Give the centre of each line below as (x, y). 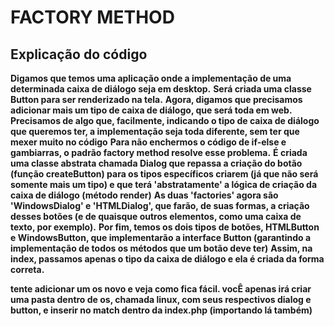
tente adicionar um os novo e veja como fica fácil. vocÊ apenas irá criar (161, 289)
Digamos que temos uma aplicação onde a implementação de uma (151, 78)
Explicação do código (79, 54)
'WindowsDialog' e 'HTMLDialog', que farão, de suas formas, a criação (160, 205)
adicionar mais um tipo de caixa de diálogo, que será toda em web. (151, 110)
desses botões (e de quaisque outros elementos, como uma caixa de (156, 216)
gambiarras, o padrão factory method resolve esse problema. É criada (159, 152)
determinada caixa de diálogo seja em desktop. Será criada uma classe (161, 89)
